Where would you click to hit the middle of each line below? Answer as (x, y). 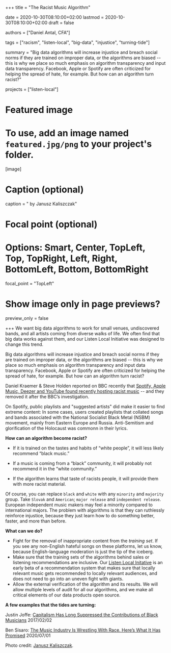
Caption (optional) (45, 190)
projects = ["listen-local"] (32, 89)
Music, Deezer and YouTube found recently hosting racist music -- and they (85, 391)
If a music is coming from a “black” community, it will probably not (82, 463)
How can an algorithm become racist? (46, 438)
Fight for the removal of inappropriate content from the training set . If (85, 541)
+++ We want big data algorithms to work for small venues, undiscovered (82, 328)
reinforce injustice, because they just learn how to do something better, (80, 516)
